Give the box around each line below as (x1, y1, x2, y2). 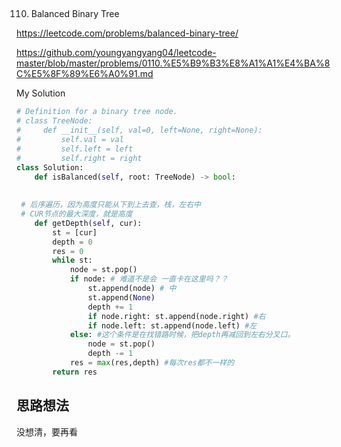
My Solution (16, 87, 66, 99)
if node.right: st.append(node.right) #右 (87, 311, 266, 321)
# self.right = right (16, 153, 143, 163)
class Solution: (16, 162, 84, 173)
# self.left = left (16, 144, 134, 154)
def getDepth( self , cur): (34, 218, 143, 228)
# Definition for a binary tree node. (16, 107, 178, 117)
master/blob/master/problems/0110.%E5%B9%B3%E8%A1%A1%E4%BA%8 (16, 57, 331, 69)
